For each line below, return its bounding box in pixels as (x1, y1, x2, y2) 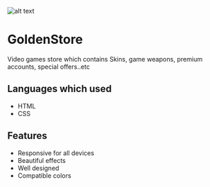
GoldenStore (7, 32, 83, 47)
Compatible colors (17, 171, 72, 180)
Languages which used (7, 83, 112, 95)
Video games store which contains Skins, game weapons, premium (7, 55, 203, 63)
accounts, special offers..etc (7, 62, 91, 71)
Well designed (17, 164, 59, 172)
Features (7, 130, 47, 142)
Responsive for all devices (17, 149, 95, 157)
